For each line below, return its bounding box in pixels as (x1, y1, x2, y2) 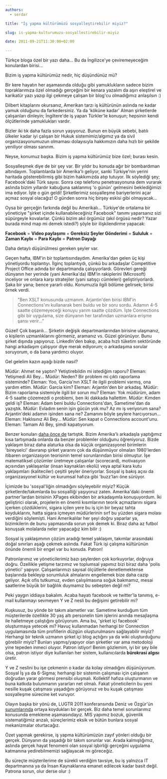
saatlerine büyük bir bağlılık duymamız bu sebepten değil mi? (5, 582, 131, 588)
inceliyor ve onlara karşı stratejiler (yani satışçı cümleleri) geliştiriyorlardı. (5, 276, 155, 283)
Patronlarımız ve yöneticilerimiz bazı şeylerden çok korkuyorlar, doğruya (5, 556, 154, 562)
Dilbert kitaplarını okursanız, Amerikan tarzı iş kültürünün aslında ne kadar (5, 102, 157, 108)
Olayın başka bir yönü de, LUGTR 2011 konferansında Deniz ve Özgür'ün (5, 701, 154, 707)
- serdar (9, 12, 28, 17)
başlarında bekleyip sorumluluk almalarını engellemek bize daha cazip (5, 572, 149, 578)
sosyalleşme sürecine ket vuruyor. (5, 691, 76, 697)
